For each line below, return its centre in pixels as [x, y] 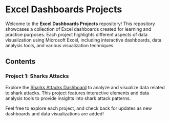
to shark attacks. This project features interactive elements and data [77, 93]
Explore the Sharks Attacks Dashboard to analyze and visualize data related [85, 87]
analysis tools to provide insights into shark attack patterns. [68, 98]
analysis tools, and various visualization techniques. [60, 45]
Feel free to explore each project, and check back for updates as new [79, 108]
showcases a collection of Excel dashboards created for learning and [78, 29]
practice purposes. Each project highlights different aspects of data [77, 34]
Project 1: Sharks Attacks [37, 76]
